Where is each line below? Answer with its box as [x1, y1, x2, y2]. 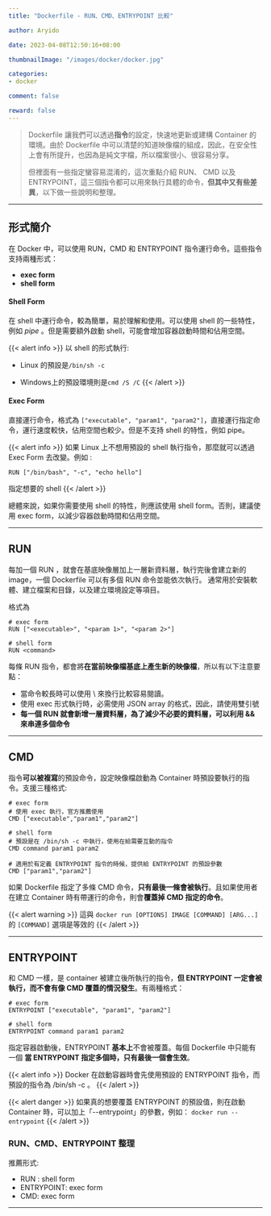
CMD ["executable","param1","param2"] [8, 814, 139, 822]
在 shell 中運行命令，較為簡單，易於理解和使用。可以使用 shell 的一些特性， [8, 315, 260, 325]
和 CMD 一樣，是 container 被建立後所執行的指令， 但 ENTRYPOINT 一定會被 [8, 973, 262, 983]
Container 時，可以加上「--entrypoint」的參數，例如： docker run [8, 1107, 228, 1117]
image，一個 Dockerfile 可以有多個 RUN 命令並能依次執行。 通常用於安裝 [8, 574, 251, 585]
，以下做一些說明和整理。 [35, 187, 121, 197]
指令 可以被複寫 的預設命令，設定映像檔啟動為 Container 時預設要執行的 [8, 772, 244, 782]
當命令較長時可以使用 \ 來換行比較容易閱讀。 [19, 689, 169, 698]
